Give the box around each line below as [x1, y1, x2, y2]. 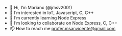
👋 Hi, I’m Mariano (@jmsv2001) [9, 5, 73, 10]
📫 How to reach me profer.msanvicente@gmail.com [9, 26, 116, 31]
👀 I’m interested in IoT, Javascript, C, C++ [9, 10, 94, 16]
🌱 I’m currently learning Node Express [9, 15, 87, 20]
